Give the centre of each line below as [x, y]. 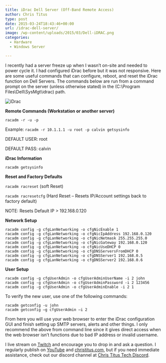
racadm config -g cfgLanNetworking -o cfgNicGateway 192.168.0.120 [76, 242]
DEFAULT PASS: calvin [28, 148]
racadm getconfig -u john [32, 305]
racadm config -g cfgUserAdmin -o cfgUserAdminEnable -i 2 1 [70, 287]
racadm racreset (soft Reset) [34, 186]
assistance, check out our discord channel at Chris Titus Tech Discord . [77, 355]
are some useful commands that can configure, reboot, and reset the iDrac [82, 76]
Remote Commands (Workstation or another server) [60, 111]
